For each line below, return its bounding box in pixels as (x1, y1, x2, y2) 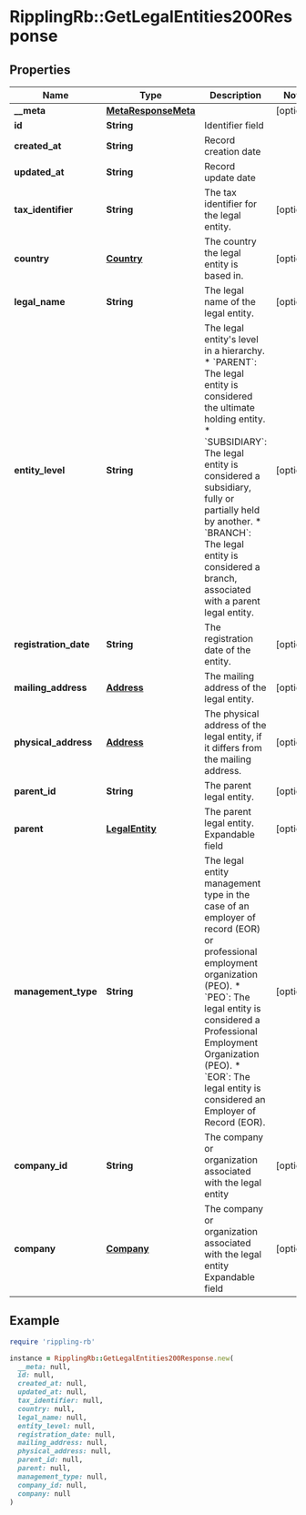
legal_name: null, (17, 1413, 88, 1422)
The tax (204, 187, 237, 198)
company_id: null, (17, 1480, 88, 1490)
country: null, (17, 1404, 76, 1413)
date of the (204, 644, 251, 656)
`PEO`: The (204, 991, 250, 1003)
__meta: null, (17, 1362, 71, 1371)
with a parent (204, 595, 261, 607)
